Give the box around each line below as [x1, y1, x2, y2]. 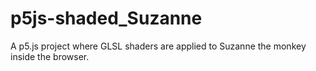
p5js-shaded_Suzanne [10, 7, 203, 30]
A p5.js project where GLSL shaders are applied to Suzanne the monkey [10, 40, 307, 52]
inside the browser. [10, 50, 90, 62]
